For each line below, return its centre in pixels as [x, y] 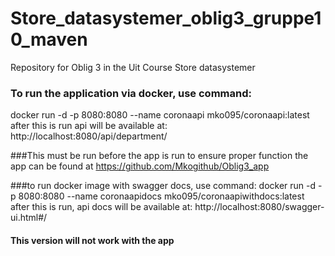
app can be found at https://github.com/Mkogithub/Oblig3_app [140, 166]
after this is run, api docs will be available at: [101, 207]
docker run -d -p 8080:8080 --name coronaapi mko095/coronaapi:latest [160, 115]
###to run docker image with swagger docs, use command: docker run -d [163, 186]
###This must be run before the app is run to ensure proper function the [159, 156]
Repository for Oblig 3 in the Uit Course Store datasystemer [133, 67]
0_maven [49, 39]
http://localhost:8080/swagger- [259, 207]
